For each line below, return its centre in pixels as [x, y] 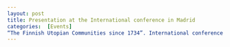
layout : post [26, 13]
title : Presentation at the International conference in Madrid [101, 20]
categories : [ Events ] [40, 26]
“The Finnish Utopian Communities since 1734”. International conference [115, 33]
